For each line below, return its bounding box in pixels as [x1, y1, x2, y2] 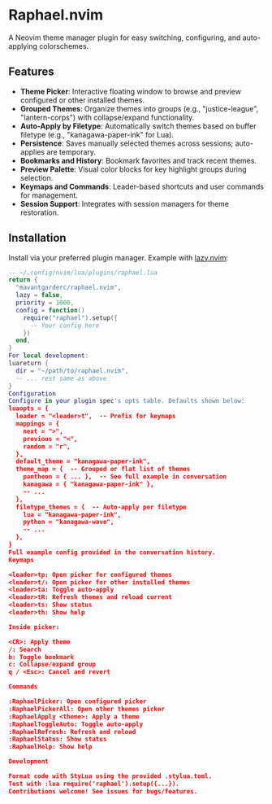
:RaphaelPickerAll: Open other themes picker [8, 705, 165, 713]
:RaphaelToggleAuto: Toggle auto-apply [8, 720, 144, 728]
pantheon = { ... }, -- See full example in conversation [23, 473, 227, 481]
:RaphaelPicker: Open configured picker [8, 697, 148, 706]
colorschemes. [39, 41, 89, 50]
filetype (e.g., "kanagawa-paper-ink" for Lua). [19, 129, 175, 139]
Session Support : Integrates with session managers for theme [19, 199, 230, 208]
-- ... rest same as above [15, 374, 107, 382]
